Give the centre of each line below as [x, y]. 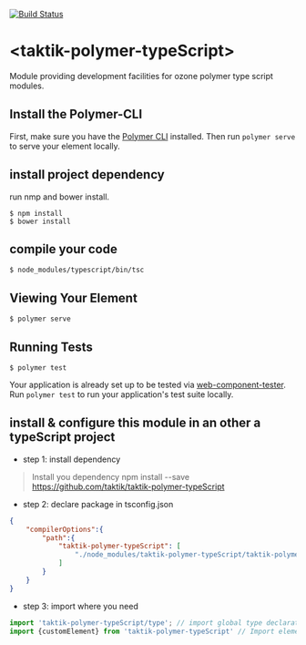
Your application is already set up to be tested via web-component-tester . [148, 384]
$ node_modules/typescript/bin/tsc [77, 270]
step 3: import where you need [80, 606]
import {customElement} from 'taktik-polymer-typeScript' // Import [142, 631]
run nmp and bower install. [60, 197]
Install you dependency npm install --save [110, 476]
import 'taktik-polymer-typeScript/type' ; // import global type [136, 623]
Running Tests [51, 347]
